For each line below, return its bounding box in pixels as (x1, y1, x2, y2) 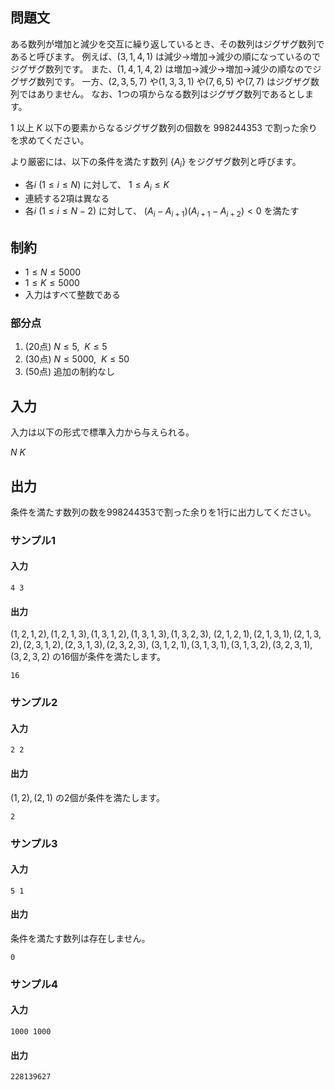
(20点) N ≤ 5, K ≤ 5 (24, 341, 108, 353)
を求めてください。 (10, 134, 90, 146)
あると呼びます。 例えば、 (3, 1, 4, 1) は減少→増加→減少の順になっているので (10, 50, 322, 62)
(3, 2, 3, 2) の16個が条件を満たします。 (10, 651, 166, 663)
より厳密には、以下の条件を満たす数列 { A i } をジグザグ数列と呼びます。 (10, 155, 302, 170)
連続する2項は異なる (24, 193, 110, 205)
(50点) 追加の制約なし (24, 366, 116, 378)
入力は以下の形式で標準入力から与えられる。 (10, 426, 195, 438)
